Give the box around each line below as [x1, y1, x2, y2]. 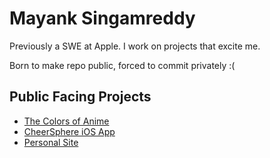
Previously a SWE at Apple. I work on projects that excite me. [9, 40, 261, 52]
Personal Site [23, 136, 79, 148]
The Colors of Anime [23, 115, 110, 127]
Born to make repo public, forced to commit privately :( [9, 59, 236, 71]
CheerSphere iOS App [23, 125, 116, 137]
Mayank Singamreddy [9, 7, 196, 30]
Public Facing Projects [9, 88, 152, 106]
